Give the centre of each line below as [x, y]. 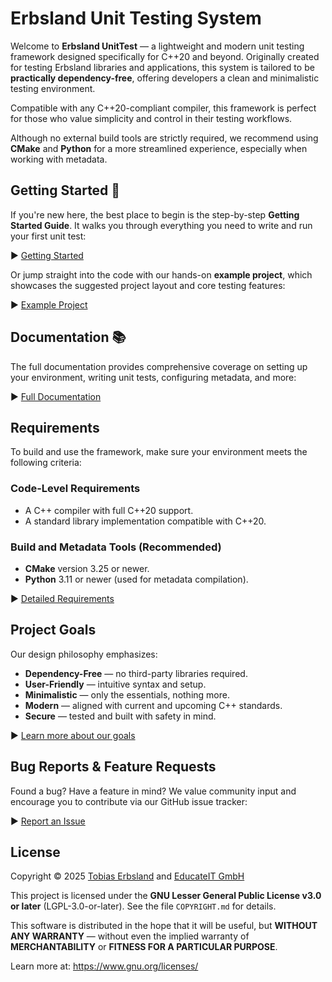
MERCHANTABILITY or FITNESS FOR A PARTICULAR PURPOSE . [144, 947]
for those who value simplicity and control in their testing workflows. [151, 118]
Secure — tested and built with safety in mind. [120, 716]
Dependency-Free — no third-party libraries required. [136, 673]
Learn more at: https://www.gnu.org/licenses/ [104, 966]
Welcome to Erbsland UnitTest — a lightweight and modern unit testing [157, 46]
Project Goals [53, 630]
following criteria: [46, 463]
